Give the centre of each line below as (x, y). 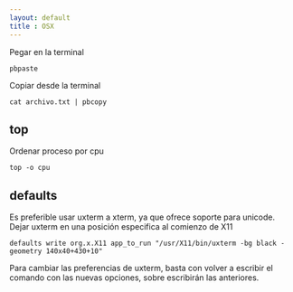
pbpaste (24, 69)
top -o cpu (30, 168)
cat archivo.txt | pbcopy (58, 102)
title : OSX (32, 26)
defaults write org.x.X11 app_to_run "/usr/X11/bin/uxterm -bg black (143, 244)
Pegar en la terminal (47, 52)
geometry (26, 251)
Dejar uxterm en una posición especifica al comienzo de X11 (121, 227)
